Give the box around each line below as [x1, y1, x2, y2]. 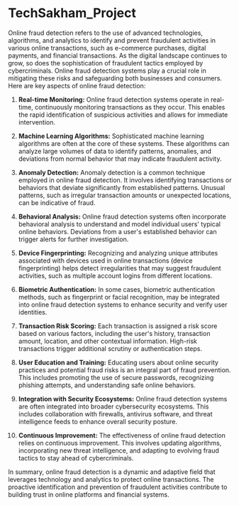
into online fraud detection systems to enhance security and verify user [18, 300, 228, 309]
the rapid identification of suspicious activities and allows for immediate [18, 110, 228, 119]
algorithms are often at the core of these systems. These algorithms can [18, 139, 230, 147]
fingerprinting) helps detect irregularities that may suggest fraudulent [18, 263, 222, 272]
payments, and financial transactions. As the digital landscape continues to [8, 51, 228, 60]
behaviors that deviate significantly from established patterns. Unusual [18, 183, 226, 191]
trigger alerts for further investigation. [18, 235, 129, 243]
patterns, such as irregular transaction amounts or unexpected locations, [18, 191, 232, 199]
